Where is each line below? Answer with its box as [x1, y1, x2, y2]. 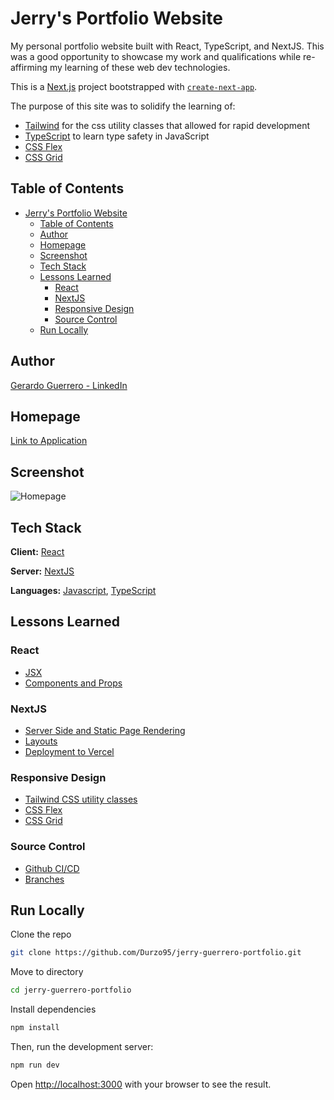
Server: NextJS [10, 565, 75, 577]
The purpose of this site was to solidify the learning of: [10, 100, 236, 112]
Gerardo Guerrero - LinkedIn [10, 379, 128, 391]
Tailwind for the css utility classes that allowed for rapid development [24, 119, 311, 131]
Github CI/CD [24, 862, 80, 874]
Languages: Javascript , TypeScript [10, 585, 157, 596]
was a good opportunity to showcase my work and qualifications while [10, 50, 302, 62]
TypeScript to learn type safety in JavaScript [24, 130, 210, 142]
